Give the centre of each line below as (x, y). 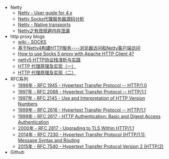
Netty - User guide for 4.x (45, 13)
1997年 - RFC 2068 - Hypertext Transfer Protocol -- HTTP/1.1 (82, 92)
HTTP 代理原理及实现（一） (47, 66)
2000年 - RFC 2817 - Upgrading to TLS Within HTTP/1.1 (76, 128)
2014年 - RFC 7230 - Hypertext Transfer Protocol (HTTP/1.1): (82, 134)
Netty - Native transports (44, 25)
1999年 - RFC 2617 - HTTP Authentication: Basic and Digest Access (89, 116)
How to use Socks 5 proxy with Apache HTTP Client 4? (76, 54)
